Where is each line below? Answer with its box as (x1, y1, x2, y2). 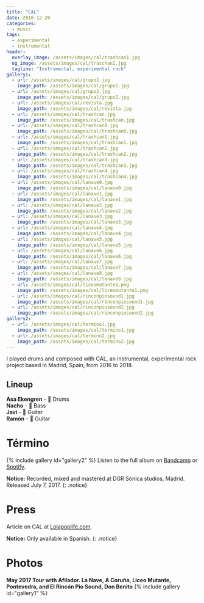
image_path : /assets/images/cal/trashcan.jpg (17, 117, 135, 123)
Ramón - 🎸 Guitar (6, 415, 51, 422)
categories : (6, 20, 37, 26)
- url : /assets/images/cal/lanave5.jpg (12, 236, 113, 242)
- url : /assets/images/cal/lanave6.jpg (12, 247, 113, 254)
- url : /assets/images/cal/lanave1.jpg (12, 191, 113, 197)
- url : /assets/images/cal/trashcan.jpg (12, 111, 116, 117)
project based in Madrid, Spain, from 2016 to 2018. (6, 362, 133, 369)
